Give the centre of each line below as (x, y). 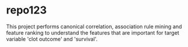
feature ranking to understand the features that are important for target (93, 32)
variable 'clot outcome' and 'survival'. (52, 39)
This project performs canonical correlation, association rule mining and (94, 26)
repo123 (27, 10)
